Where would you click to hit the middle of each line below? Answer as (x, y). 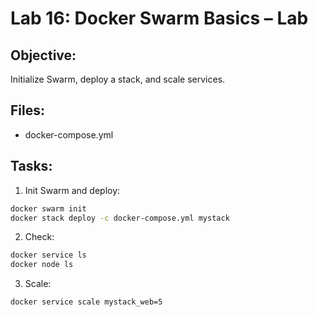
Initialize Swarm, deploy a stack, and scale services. (118, 79)
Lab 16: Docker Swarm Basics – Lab (159, 18)
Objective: (43, 55)
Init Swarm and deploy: (72, 190)
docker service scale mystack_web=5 (86, 302)
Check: (39, 237)
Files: (27, 110)
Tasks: (31, 166)
